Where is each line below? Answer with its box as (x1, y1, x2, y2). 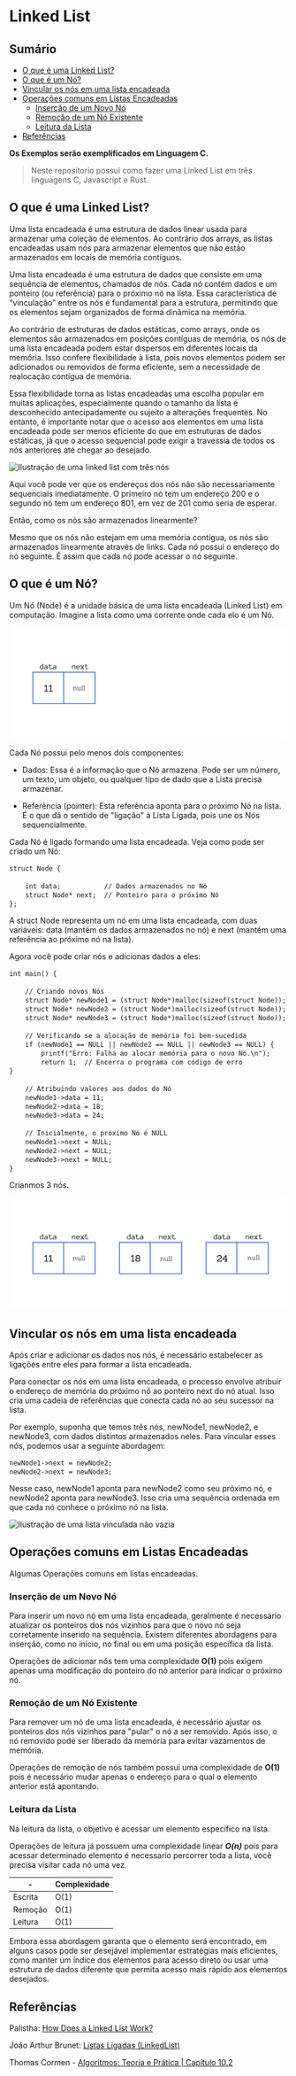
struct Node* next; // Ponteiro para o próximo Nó (25, 890, 219, 900)
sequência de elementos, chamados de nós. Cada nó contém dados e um (9, 278, 277, 289)
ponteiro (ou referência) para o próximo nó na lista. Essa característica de (9, 288, 277, 298)
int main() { (9, 969, 57, 978)
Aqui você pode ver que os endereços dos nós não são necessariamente (9, 478, 276, 489)
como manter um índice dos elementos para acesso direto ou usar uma (9, 1955, 269, 1965)
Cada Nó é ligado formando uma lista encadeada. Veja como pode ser (9, 836, 265, 847)
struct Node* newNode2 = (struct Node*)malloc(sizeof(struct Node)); (25, 1004, 287, 1013)
